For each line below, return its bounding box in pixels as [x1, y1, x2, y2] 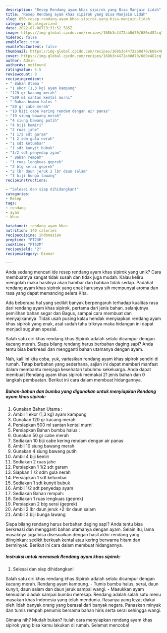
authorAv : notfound [5, 63, 46, 67]
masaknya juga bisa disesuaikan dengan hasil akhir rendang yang [5, 532, 140, 538]
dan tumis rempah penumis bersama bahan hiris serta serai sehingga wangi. [5, 607, 162, 613]
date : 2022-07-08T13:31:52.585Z [5, 26, 72, 31]
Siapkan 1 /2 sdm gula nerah [12, 469, 71, 475]
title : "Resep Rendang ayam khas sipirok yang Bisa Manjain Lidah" [5, 12, 148, 17]
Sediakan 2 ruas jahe [12, 459, 56, 465]
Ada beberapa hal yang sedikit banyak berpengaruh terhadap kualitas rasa [5, 300, 158, 306]
